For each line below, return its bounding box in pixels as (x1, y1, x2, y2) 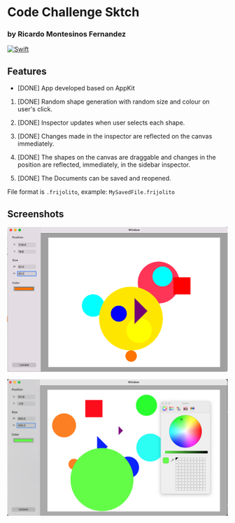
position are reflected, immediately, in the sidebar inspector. (17, 160, 191, 169)
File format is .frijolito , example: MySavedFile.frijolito (7, 188, 175, 196)
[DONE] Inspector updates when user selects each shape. (17, 118, 185, 127)
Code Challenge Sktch (7, 4, 140, 20)
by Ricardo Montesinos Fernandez (7, 29, 127, 39)
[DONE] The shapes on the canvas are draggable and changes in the (17, 153, 216, 162)
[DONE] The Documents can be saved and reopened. (17, 174, 171, 183)
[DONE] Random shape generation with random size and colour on (17, 97, 210, 106)
